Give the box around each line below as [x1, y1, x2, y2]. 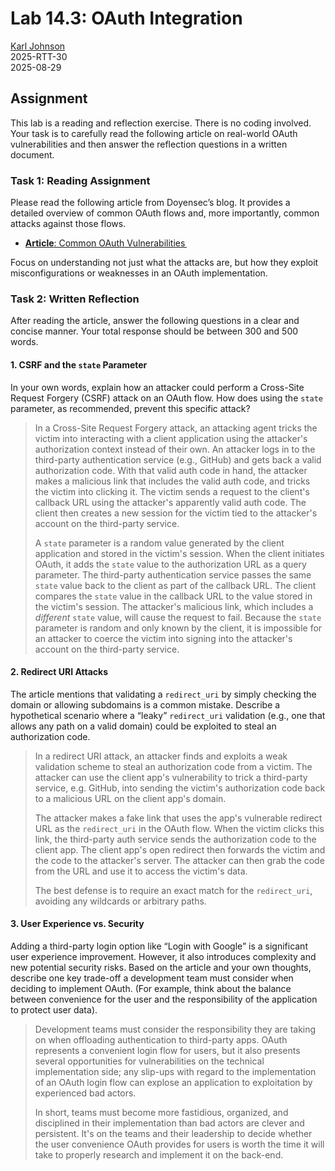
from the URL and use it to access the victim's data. [34, 865, 248, 877]
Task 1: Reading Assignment [10, 173, 151, 187]
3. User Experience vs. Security [10, 918, 145, 930]
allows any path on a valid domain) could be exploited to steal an [10, 720, 277, 732]
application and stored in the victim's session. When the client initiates [34, 547, 325, 559]
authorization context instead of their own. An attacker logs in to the [34, 443, 316, 455]
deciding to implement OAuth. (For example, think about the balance [10, 982, 292, 994]
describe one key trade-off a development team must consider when [10, 972, 294, 984]
